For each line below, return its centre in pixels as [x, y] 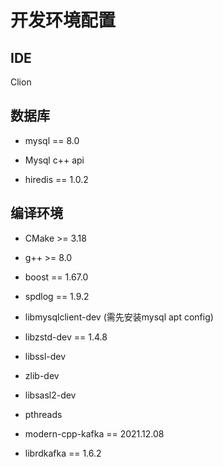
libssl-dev [45, 356]
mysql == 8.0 [52, 140]
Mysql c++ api [54, 160]
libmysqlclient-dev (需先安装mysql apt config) [119, 317]
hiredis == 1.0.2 [56, 179]
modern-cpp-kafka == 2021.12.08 [94, 433]
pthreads [43, 414]
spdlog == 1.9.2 [57, 296]
